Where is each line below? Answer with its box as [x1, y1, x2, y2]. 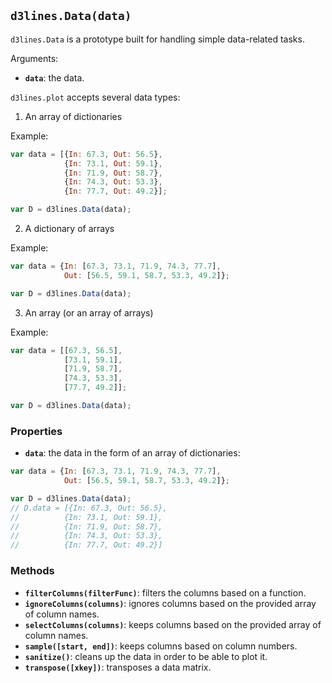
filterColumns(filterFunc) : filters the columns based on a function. [24, 586, 307, 599]
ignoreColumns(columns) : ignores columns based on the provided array [24, 597, 317, 609]
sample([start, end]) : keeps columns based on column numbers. [24, 640, 298, 652]
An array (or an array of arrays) [24, 306, 154, 319]
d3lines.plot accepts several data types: [10, 91, 181, 103]
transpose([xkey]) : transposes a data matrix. [24, 661, 212, 673]
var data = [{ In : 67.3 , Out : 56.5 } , [10, 149, 163, 159]
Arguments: [10, 52, 59, 64]
